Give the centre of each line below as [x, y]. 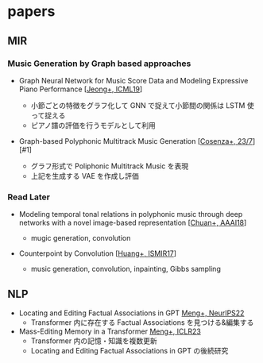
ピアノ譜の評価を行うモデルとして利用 [93, 125]
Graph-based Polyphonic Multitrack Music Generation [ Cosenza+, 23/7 [136, 141]
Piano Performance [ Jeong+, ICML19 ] [81, 89]
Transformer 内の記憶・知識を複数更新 [94, 341]
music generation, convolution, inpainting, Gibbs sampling [126, 269]
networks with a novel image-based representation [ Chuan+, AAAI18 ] [133, 223]
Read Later [29, 197]
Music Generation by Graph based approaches [99, 64]
